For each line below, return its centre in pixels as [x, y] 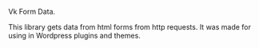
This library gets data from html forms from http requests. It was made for [130, 27]
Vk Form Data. [32, 12]
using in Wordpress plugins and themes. [75, 36]
